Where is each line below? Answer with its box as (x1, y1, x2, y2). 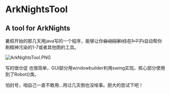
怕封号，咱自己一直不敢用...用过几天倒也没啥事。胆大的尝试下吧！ (5, 82, 144, 88)
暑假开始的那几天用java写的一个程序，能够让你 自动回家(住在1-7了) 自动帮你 (5, 38, 162, 44)
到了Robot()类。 (5, 71, 39, 77)
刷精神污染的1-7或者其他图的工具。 (5, 44, 79, 50)
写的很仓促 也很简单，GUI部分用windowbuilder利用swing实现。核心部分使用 (5, 65, 165, 71)
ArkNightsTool (5, 4, 68, 15)
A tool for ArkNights (5, 24, 70, 33)
